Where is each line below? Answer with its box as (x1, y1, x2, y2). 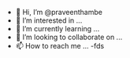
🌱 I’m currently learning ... (15, 24, 100, 33)
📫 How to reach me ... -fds (15, 42, 105, 50)
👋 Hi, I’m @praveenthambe (15, 8, 102, 16)
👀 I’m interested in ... (15, 16, 83, 25)
